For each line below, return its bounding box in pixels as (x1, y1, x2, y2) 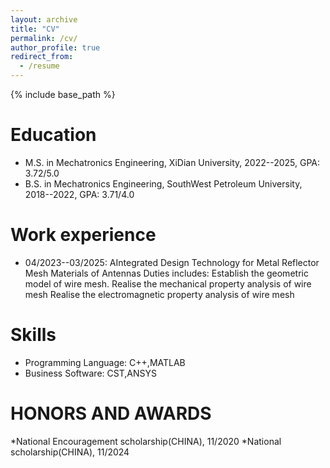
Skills (10, 324, 57, 346)
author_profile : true (10, 42, 101, 53)
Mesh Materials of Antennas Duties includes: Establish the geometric (24, 267, 309, 279)
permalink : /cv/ (10, 33, 78, 43)
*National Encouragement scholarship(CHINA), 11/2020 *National (10, 435, 282, 447)
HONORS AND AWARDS (10, 402, 212, 425)
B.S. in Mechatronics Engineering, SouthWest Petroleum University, (24, 177, 303, 190)
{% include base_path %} (10, 89, 116, 100)
